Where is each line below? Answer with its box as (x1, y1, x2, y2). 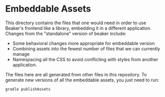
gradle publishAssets (5, 86, 51, 91)
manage (12, 51, 30, 57)
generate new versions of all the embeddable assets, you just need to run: (5, 77, 159, 83)
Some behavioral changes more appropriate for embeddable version (12, 40, 155, 46)
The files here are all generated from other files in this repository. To (5, 71, 147, 77)
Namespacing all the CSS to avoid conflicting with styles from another (12, 56, 158, 62)
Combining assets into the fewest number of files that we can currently (12, 45, 160, 52)
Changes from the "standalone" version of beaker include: (5, 30, 127, 36)
